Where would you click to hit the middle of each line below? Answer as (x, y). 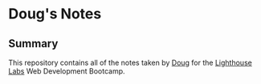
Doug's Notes (55, 14)
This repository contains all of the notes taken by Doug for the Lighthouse (130, 62)
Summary (33, 44)
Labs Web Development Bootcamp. (67, 71)
